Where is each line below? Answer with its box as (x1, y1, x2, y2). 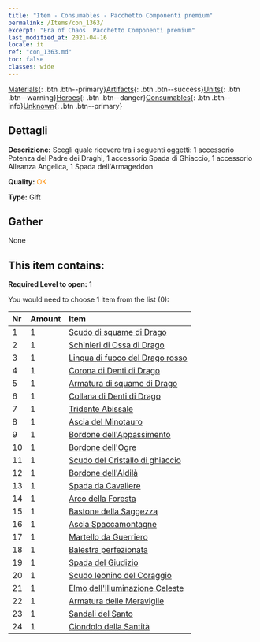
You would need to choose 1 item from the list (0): (8, 295, 169, 304)
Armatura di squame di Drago (68, 378, 178, 389)
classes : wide (8, 63, 55, 71)
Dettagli (8, 124, 48, 138)
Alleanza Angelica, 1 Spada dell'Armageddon (8, 161, 154, 171)
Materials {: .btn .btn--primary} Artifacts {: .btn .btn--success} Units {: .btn (8, 84, 240, 94)
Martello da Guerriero (68, 532, 148, 543)
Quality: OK (8, 176, 47, 186)
